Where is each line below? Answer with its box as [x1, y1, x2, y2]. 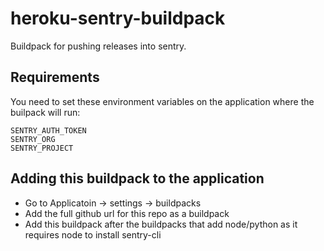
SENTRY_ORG [10, 134, 56, 144]
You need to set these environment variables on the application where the [10, 95, 315, 107]
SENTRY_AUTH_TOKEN [10, 125, 87, 136]
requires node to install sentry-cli [24, 228, 162, 241]
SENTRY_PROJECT [10, 143, 74, 153]
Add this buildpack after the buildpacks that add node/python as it [24, 218, 298, 230]
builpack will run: [10, 106, 81, 118]
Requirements [10, 69, 100, 86]
